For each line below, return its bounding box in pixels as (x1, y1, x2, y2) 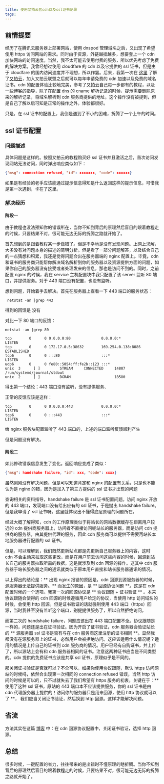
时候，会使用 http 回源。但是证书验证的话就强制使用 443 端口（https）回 (5, 601, 152, 607)
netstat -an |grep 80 (5, 327, 49, 332)
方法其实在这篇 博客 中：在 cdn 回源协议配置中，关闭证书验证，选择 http (5, 725, 151, 731)
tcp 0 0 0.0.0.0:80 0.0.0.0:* (5, 336, 121, 341)
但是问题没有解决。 (5, 437, 44, 442)
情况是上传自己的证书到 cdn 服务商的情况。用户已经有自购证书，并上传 (13, 642, 156, 648)
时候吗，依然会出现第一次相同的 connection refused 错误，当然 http (13, 671, 150, 677)
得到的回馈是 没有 (5, 307, 41, 313)
